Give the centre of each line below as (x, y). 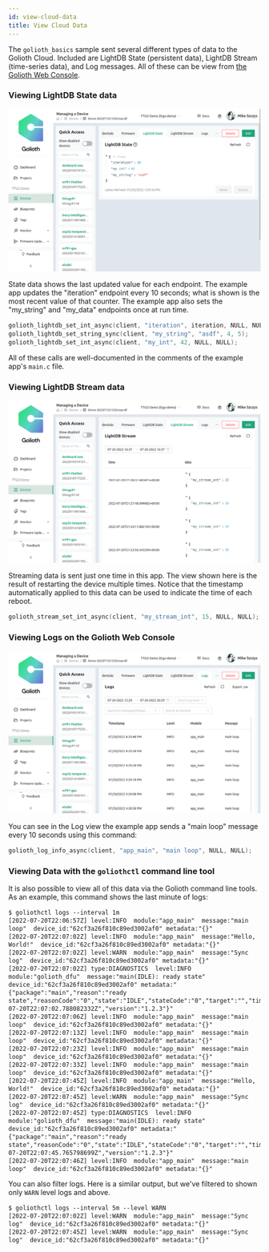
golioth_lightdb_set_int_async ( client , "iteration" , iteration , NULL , (128, 326)
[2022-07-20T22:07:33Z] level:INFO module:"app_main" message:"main (128, 1065)
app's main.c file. (36, 366)
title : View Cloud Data (48, 25)
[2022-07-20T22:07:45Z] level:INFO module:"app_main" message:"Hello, (132, 1081)
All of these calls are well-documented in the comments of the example (126, 357)
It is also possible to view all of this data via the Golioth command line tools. (133, 888)
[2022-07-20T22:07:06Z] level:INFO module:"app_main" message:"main (128, 1017)
